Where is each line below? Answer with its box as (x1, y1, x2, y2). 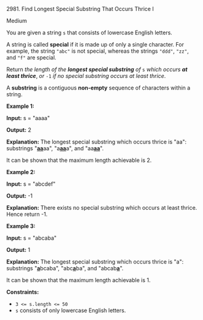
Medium (6, 17, 28, 24)
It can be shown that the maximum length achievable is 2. (6, 156, 152, 164)
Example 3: (6, 223, 36, 229)
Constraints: (6, 288, 39, 295)
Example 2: (6, 169, 36, 175)
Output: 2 (6, 126, 32, 134)
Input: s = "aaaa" (6, 115, 50, 121)
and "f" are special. (6, 54, 56, 61)
